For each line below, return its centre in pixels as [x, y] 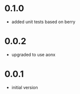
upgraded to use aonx [33, 54]
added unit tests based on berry [43, 22]
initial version [25, 87]
